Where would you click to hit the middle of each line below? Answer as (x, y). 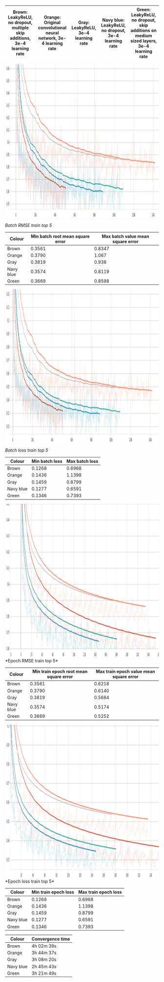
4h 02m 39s (44, 946)
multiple (20, 28)
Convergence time (51, 939)
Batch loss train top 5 (27, 450)
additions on (144, 30)
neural (52, 33)
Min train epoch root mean (60, 671)
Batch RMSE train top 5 (29, 225)
